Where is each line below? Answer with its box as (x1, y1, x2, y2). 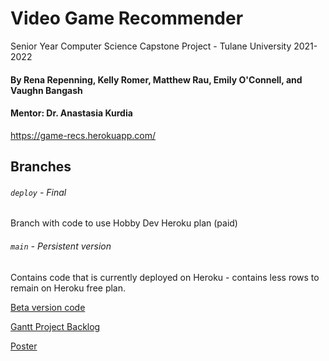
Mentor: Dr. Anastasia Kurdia (10, 107, 133, 119)
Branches (10, 158, 72, 176)
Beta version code (10, 301, 86, 313)
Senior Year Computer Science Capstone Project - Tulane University (10, 40, 292, 52)
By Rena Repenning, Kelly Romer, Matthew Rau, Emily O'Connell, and (10, 73, 303, 86)
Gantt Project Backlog (10, 320, 101, 332)
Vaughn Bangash (10, 84, 83, 96)
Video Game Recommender (10, 7, 244, 30)
